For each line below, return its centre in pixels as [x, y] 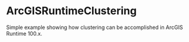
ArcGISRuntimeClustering [71, 11]
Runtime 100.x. [24, 33]
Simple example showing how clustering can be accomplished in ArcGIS [94, 27]
